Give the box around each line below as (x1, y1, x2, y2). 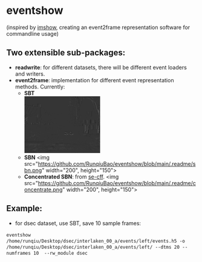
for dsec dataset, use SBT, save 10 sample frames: (15, 219, 141, 227)
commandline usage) (6, 30, 59, 37)
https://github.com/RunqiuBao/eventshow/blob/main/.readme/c (37, 179, 197, 186)
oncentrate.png (24, 186, 63, 193)
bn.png (24, 166, 42, 174)
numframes (6, 250, 31, 256)
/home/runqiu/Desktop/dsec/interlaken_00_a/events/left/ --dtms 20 (6, 244, 180, 250)
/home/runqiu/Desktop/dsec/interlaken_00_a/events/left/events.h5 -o (6, 238, 186, 244)
